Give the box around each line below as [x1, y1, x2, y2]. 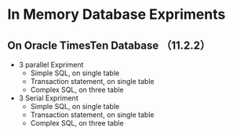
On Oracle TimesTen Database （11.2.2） [7, 38, 211, 52]
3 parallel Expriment [18, 60, 84, 69]
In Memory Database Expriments [7, 5, 226, 24]
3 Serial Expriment [18, 93, 79, 103]
